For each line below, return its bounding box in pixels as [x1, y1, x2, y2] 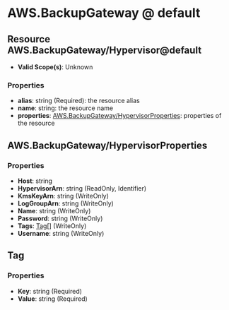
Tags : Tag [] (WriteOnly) [17, 221, 87, 230]
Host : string [17, 177, 53, 185]
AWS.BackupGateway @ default [7, 5, 201, 21]
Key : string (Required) [17, 287, 83, 295]
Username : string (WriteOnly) [17, 229, 105, 237]
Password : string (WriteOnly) [17, 214, 103, 222]
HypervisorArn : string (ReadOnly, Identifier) [17, 184, 147, 192]
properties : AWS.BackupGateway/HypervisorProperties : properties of [17, 112, 222, 120]
